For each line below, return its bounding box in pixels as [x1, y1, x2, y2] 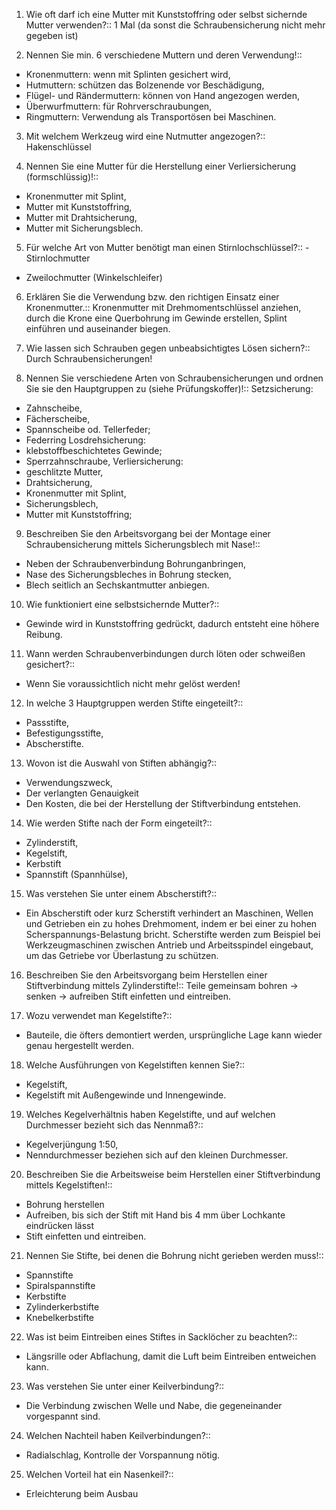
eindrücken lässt [25, 1220, 95, 1231]
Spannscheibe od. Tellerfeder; [25, 424, 151, 435]
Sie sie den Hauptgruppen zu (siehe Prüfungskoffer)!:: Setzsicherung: [25, 383, 314, 394]
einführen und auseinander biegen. [25, 323, 171, 334]
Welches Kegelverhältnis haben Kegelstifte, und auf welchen [25, 1109, 276, 1120]
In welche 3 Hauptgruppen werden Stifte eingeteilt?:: [25, 697, 244, 709]
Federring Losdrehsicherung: [25, 434, 146, 446]
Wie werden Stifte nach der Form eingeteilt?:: [25, 817, 213, 829]
